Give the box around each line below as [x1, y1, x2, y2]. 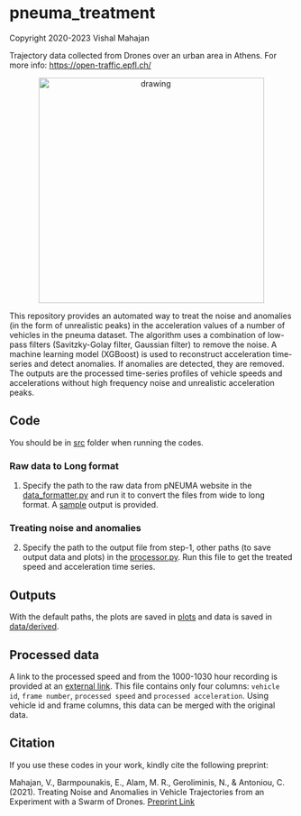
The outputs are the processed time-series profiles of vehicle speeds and [9, 368, 283, 379]
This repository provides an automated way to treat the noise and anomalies [9, 310, 292, 321]
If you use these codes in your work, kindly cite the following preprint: [9, 759, 269, 770]
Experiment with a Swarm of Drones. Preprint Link [9, 796, 196, 807]
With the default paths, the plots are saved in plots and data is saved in [9, 611, 273, 622]
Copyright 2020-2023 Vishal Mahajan [9, 32, 150, 43]
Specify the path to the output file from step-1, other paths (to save [22, 542, 272, 553]
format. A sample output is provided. [22, 500, 159, 510]
